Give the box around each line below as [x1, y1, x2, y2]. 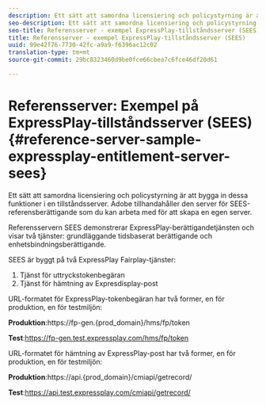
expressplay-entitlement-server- [8, 147, 231, 166]
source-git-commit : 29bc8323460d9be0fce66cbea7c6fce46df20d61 [8, 56, 218, 64]
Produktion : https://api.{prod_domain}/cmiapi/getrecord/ [8, 372, 192, 381]
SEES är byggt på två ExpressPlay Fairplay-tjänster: [8, 254, 177, 264]
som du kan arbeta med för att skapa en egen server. [78, 207, 253, 216]
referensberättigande [8, 207, 78, 216]
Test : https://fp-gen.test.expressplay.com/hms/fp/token [8, 333, 189, 342]
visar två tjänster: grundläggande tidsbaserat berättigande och [8, 231, 213, 240]
